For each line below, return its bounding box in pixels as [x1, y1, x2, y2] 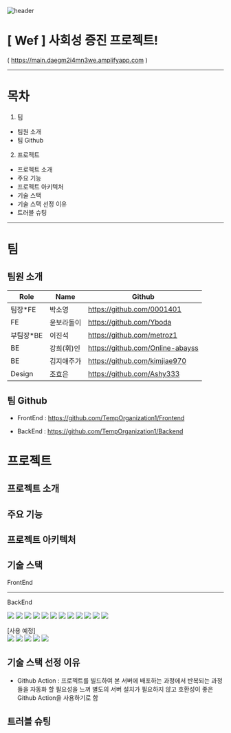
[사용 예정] [7, 626, 36, 634]
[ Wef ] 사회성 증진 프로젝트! [7, 33, 159, 48]
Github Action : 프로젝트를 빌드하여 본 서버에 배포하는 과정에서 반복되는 [16, 676, 210, 685]
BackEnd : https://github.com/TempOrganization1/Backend [16, 427, 184, 435]
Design [10, 369, 34, 378]
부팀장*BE [10, 331, 43, 340]
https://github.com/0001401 [88, 304, 182, 313]
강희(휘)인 [49, 343, 81, 353]
